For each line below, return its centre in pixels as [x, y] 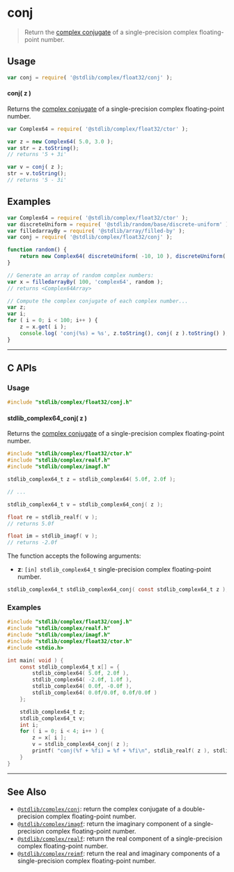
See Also [27, 792]
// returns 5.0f [31, 523]
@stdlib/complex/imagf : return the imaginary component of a [104, 823]
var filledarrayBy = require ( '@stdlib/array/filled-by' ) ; [96, 231]
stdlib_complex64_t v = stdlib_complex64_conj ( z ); [85, 504]
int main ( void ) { [36, 660]
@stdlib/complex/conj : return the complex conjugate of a [99, 809]
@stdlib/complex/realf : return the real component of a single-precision [120, 839]
